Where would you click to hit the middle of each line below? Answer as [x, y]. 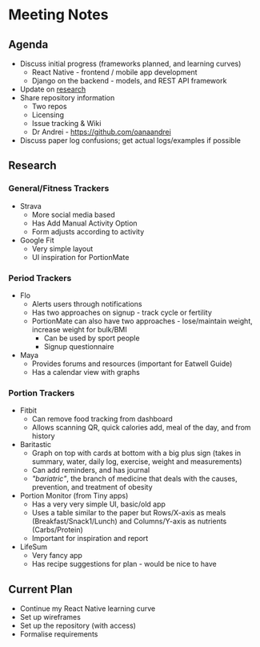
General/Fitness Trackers [59, 189]
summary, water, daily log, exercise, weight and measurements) [137, 462]
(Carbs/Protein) [58, 530]
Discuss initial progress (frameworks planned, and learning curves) [130, 63]
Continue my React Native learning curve [88, 608]
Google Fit [37, 240]
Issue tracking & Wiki [66, 123]
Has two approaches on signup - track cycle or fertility [122, 312]
